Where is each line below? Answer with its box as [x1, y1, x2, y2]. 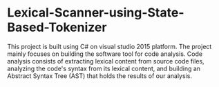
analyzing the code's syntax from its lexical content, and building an [7, 64, 201, 72]
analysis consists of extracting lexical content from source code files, [7, 57, 205, 65]
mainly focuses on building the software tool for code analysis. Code [7, 50, 202, 58]
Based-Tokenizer [7, 19, 107, 35]
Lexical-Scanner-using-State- [7, 5, 184, 21]
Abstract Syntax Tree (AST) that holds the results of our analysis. [7, 71, 192, 80]
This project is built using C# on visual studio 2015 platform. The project [7, 42, 212, 50]
